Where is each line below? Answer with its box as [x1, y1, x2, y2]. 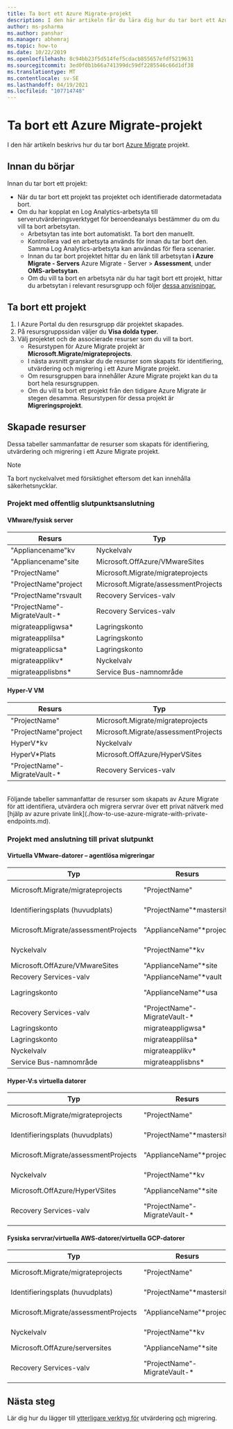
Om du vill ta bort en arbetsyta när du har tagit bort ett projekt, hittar [27, 274, 223, 282]
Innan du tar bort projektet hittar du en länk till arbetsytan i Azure [27, 252, 214, 260]
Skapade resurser [7, 421, 87, 433]
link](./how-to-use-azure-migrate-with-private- [72, 809, 208, 817]
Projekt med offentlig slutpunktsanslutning [7, 498, 155, 508]
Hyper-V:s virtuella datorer [7, 1077, 87, 1085]
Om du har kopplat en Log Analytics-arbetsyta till [17, 207, 158, 215]
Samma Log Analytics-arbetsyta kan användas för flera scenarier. [27, 244, 216, 252]
